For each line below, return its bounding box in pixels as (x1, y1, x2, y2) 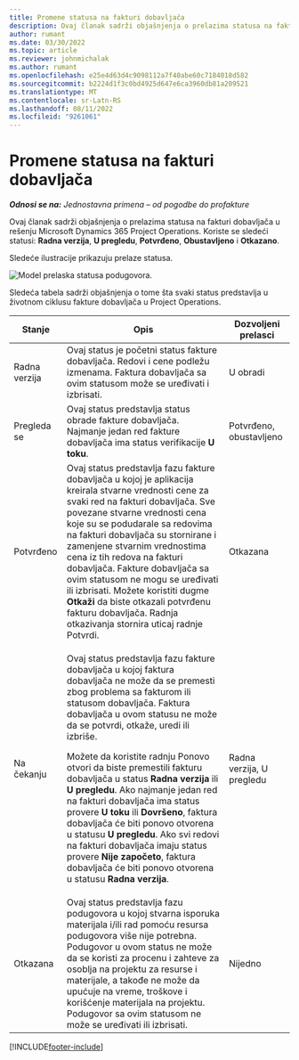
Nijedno (228, 958, 262, 970)
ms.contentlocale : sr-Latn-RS (9, 95, 122, 105)
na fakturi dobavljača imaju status (66, 839, 207, 852)
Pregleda (13, 420, 52, 432)
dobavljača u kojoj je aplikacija (66, 473, 194, 485)
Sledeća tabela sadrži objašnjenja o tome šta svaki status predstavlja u (9, 287, 269, 298)
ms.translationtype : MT (9, 87, 98, 96)
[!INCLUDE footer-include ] (9, 1041, 104, 1052)
